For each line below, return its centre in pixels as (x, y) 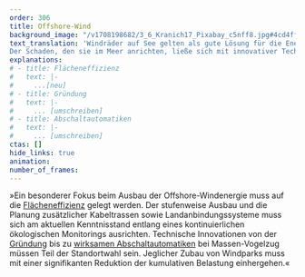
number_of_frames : (44, 170)
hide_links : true (42, 153)
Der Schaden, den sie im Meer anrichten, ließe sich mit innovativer (144, 52)
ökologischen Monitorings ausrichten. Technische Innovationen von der (143, 234)
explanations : (36, 60)
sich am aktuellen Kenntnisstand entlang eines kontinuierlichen (127, 224)
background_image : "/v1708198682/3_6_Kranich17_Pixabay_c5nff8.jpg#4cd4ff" (156, 35)
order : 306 (30, 18)
